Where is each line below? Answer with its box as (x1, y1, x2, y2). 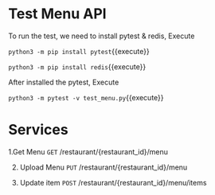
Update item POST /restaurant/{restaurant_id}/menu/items (19, 177, 207, 187)
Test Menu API (8, 5, 107, 23)
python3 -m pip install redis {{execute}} (8, 61, 147, 72)
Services (8, 121, 69, 139)
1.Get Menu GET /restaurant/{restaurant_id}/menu (8, 146, 169, 156)
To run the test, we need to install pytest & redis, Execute (8, 31, 195, 41)
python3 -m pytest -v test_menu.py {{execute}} (8, 92, 165, 102)
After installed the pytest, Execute (8, 77, 119, 87)
